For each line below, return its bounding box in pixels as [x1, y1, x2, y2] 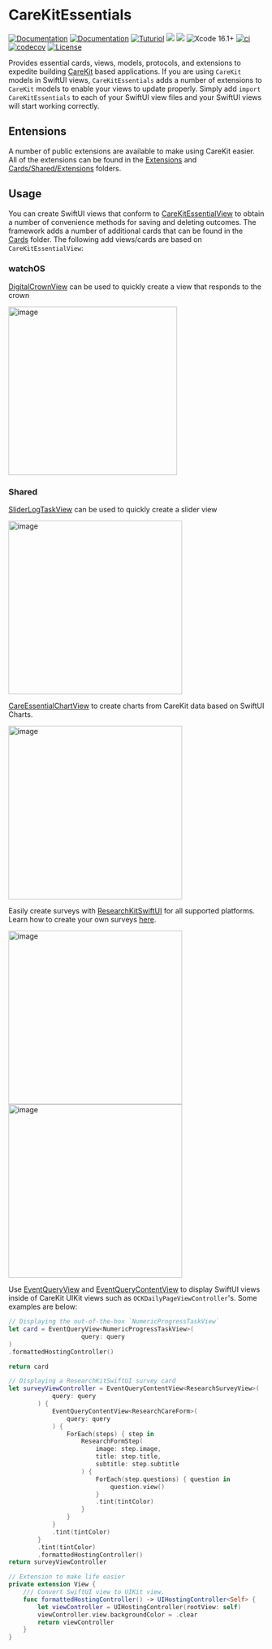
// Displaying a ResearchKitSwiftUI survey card [8, 1377, 176, 1385]
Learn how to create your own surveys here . [8, 915, 157, 925]
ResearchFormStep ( [80, 1437, 144, 1446]
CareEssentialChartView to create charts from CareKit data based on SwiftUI [8, 701, 265, 711]
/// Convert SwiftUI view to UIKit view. [23, 1588, 165, 1596]
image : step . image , [95, 1445, 162, 1453]
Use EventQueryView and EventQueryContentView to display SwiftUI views [8, 1284, 261, 1294]
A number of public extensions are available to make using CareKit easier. [8, 146, 256, 156]
